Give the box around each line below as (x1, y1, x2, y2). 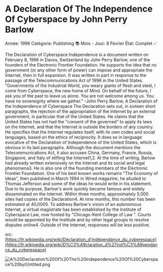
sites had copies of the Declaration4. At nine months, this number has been (5, 196, 156, 202)
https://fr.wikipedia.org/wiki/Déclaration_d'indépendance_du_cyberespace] (6, 237, 157, 242)
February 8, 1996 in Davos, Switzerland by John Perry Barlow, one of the (5, 57, 150, 63)
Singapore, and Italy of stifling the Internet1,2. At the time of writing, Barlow (5, 154, 155, 161)
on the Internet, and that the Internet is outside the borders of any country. (5, 124, 154, 130)
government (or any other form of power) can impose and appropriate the (5, 67, 153, 73)
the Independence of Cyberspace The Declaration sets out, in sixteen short (5, 103, 156, 109)
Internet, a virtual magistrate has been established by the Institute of (5, 206, 142, 212)
